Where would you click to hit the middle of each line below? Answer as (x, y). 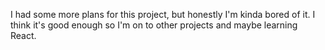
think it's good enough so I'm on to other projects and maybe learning (154, 25)
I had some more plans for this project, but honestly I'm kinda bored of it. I (163, 14)
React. (23, 35)
